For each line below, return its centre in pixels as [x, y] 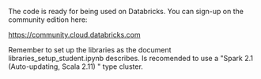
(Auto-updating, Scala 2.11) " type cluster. [76, 66]
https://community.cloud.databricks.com [74, 35]
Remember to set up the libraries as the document [90, 50]
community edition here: [48, 20]
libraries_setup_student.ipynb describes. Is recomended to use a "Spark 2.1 [131, 58]
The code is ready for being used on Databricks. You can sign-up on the [126, 11]
